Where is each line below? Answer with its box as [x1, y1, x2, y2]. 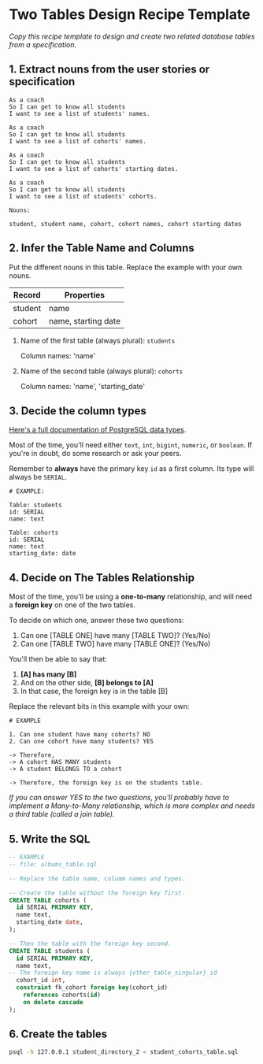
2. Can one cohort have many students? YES [9, 738, 154, 746]
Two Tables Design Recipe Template [9, 6, 250, 24]
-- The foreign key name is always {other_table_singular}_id [9, 969, 217, 977]
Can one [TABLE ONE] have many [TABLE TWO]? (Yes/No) [20, 631, 211, 640]
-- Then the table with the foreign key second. [9, 940, 172, 947]
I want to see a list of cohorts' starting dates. [9, 165, 179, 172]
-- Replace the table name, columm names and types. [9, 874, 186, 883]
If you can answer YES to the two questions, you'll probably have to [9, 793, 230, 803]
